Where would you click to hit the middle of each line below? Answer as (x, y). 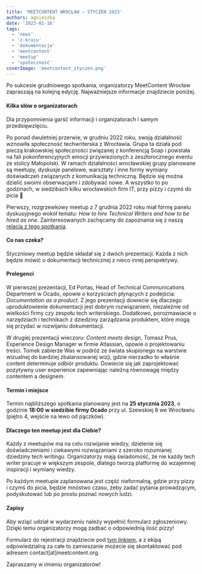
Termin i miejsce (27, 390)
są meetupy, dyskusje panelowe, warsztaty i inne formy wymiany (87, 170)
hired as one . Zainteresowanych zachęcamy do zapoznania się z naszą (95, 220)
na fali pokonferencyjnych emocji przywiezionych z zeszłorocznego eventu (99, 157)
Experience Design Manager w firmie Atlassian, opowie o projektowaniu (96, 344)
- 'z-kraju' (27, 40)
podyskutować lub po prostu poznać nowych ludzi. (70, 494)
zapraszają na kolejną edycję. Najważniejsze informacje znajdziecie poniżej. (101, 92)
